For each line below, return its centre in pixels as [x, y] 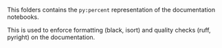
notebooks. [23, 17]
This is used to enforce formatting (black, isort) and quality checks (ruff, [109, 30]
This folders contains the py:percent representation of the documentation [111, 10]
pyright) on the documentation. [51, 37]
